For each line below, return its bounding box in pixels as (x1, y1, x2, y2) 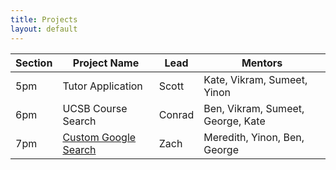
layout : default (10, 24, 78, 34)
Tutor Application (62, 79, 143, 93)
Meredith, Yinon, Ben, (203, 130, 305, 144)
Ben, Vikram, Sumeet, (203, 101, 305, 115)
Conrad (158, 107, 195, 121)
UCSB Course (62, 101, 128, 115)
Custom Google (62, 130, 137, 144)
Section (15, 56, 53, 70)
